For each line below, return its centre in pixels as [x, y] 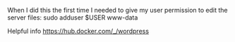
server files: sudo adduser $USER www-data [73, 17]
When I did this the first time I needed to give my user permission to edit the [117, 10]
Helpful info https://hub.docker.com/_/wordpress [78, 31]
